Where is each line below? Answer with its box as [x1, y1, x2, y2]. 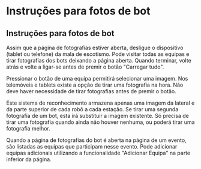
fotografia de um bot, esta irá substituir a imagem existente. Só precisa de [6, 112, 189, 119]
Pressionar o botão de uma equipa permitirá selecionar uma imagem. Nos [6, 75, 188, 82]
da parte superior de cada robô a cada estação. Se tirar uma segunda [6, 106, 179, 112]
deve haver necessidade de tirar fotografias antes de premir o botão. [6, 88, 176, 94]
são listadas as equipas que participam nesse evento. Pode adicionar [6, 143, 178, 150]
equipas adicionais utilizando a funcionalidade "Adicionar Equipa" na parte [6, 149, 191, 156]
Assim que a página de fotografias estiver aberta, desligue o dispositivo [6, 44, 184, 51]
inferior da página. [6, 156, 52, 163]
